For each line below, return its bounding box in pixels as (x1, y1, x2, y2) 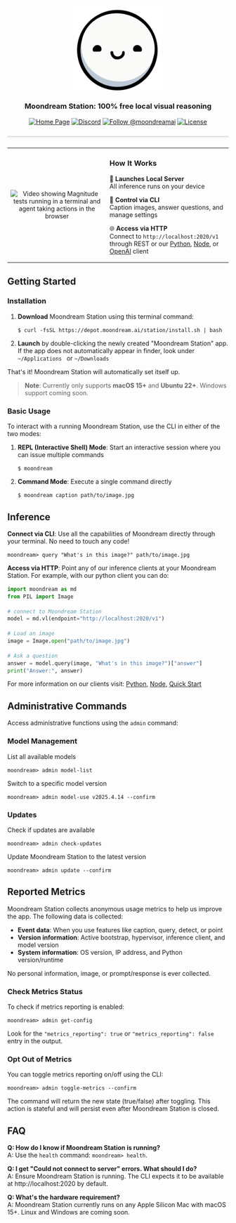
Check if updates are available (7, 826, 96, 834)
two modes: (7, 430, 42, 438)
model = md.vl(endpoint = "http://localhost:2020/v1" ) (7, 615, 165, 623)
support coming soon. (24, 388, 89, 397)
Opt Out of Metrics (7, 1054, 72, 1064)
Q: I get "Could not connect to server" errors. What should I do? (7, 1165, 197, 1173)
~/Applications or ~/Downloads (17, 354, 110, 362)
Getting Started (7, 275, 77, 287)
